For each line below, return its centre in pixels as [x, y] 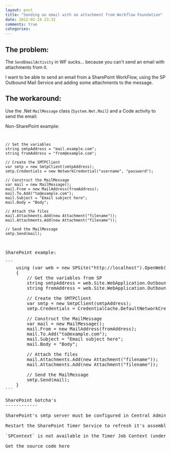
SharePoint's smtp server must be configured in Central [78, 415]
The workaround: [33, 99]
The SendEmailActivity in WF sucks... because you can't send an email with [85, 62]
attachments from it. [26, 67]
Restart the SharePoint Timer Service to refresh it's [75, 425]
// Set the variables [28, 144]
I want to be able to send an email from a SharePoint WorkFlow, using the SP [85, 77]
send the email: [21, 116]
